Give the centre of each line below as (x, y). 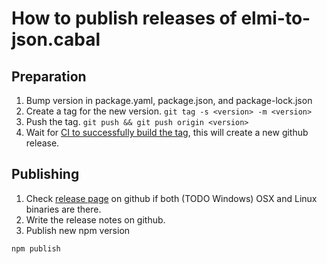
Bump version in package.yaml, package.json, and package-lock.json (169, 100)
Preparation (49, 76)
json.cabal (56, 39)
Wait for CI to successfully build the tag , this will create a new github (167, 132)
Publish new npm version (78, 230)
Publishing (45, 174)
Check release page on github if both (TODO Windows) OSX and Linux (171, 198)
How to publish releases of (124, 18)
